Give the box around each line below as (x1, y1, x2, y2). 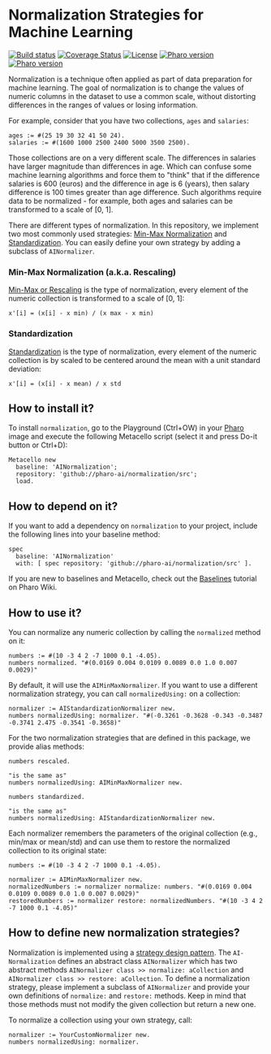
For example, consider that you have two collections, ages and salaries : (8, 115, 249, 125)
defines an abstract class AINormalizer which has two (58, 956, 238, 965)
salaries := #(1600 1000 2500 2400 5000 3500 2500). (8, 138, 191, 147)
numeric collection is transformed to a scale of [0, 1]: (8, 294, 185, 304)
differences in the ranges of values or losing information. (8, 100, 198, 110)
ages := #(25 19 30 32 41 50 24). (8, 132, 126, 140)
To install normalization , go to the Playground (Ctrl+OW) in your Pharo (8, 423, 245, 433)
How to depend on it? (8, 499, 118, 513)
